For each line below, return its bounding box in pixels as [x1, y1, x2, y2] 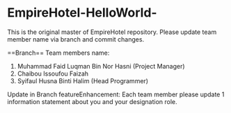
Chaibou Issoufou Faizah [17, 69, 89, 78]
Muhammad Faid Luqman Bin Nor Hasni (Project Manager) [17, 62, 186, 70]
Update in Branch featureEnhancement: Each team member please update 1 [7, 90, 225, 98]
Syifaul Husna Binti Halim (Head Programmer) [17, 76, 148, 85]
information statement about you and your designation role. [7, 97, 177, 105]
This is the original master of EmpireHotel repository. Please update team [7, 28, 217, 36]
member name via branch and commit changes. [7, 35, 145, 43]
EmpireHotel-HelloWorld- [7, 5, 158, 21]
